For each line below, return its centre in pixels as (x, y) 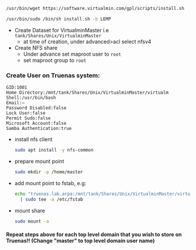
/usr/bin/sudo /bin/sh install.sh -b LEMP (59, 19)
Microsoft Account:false (36, 124)
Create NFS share (36, 47)
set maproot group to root (55, 60)
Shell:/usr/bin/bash (31, 98)
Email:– (16, 103)
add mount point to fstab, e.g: (50, 183)
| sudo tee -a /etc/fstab (51, 199)
